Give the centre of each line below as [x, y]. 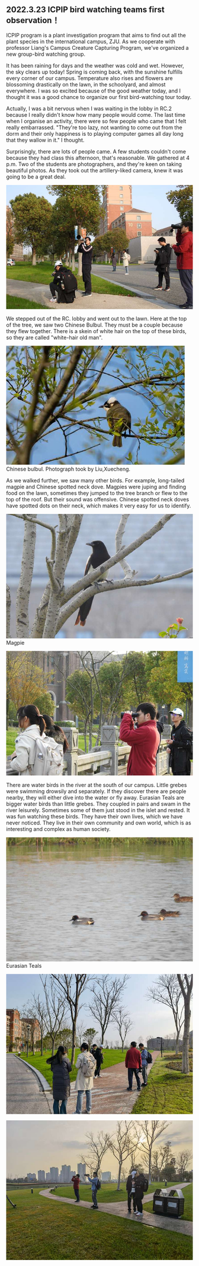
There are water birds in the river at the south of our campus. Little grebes [97, 785]
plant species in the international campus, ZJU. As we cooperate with [91, 41]
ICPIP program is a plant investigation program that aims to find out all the [96, 35]
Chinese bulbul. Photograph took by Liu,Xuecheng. [68, 469]
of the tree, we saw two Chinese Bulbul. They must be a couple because [94, 325]
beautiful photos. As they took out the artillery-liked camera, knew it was [95, 170]
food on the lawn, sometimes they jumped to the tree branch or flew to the [97, 493]
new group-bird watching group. [46, 54]
